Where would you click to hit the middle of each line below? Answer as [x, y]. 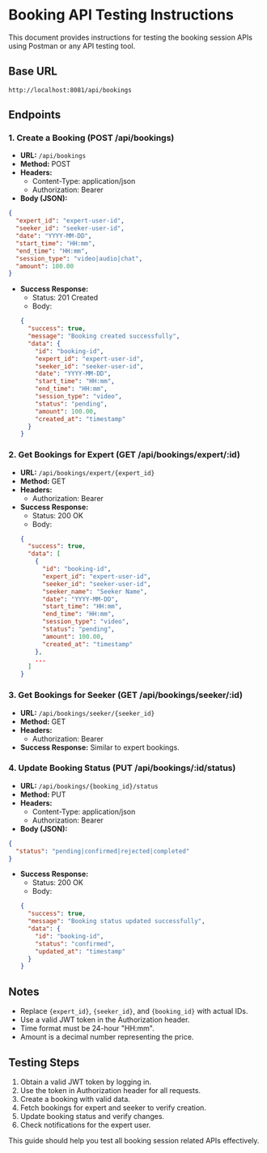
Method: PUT [43, 794]
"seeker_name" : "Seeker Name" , [95, 591]
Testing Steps [44, 1062]
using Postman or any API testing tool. [72, 45]
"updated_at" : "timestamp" [81, 951]
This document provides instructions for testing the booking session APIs [131, 37]
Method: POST [45, 164]
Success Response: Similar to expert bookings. [100, 747]
